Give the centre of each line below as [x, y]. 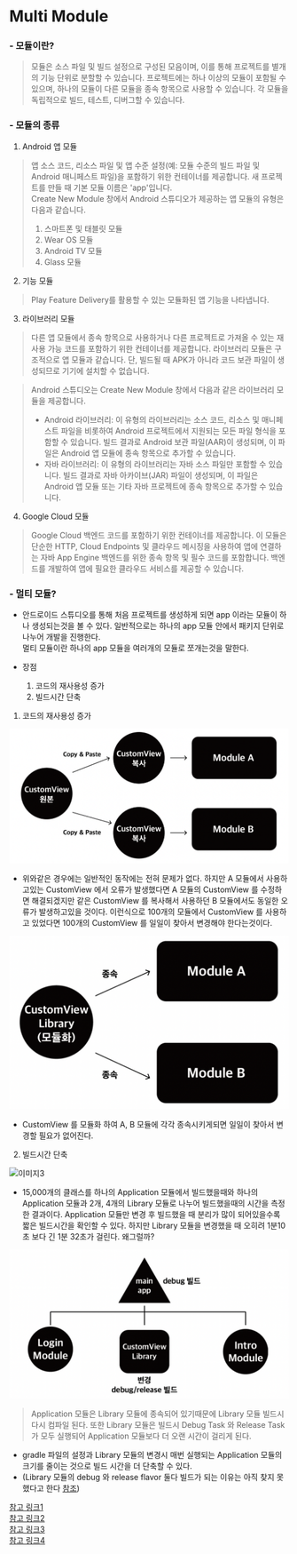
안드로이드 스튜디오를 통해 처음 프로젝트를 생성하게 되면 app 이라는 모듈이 [149, 615]
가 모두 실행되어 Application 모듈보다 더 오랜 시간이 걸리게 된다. [141, 1436]
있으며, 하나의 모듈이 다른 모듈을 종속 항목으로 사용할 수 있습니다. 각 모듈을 [160, 89]
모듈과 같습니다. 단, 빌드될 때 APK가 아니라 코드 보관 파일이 [173, 359]
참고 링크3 [27, 1529]
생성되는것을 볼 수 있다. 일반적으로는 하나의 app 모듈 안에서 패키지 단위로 [158, 626]
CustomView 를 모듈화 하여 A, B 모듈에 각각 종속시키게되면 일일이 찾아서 [148, 1125]
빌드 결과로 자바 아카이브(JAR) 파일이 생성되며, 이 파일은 [161, 475]
